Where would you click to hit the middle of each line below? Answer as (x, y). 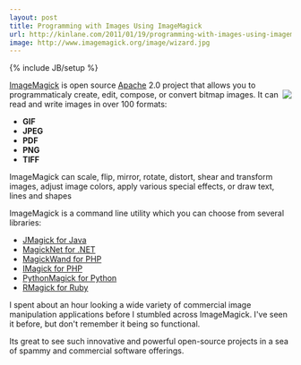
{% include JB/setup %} (54, 68)
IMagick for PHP (52, 268)
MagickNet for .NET (59, 250)
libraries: (26, 223)
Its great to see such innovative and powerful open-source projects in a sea (149, 342)
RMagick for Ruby (55, 288)
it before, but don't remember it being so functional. (105, 324)
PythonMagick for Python (69, 278)
